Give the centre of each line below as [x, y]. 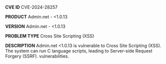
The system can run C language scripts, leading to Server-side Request [79, 51]
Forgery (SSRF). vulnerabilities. [37, 56]
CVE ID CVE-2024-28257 [31, 7]
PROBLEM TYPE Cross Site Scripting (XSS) [50, 36]
